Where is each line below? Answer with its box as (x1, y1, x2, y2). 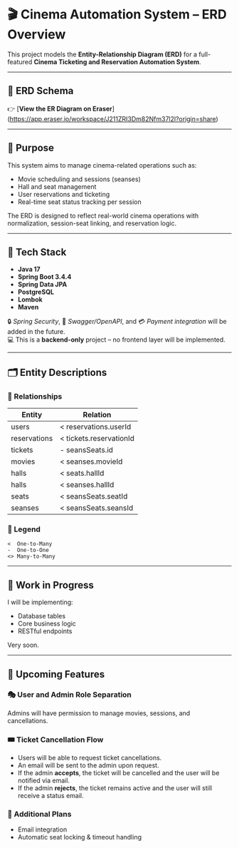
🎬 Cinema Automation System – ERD (7, 6, 227, 23)
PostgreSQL (17, 287, 55, 297)
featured (7, 57, 33, 66)
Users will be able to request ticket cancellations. (17, 754, 162, 762)
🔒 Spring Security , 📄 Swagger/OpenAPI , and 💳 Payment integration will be (7, 317, 228, 326)
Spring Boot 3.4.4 (17, 272, 72, 281)
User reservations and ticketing (17, 190, 110, 198)
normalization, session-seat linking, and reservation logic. (7, 219, 177, 228)
